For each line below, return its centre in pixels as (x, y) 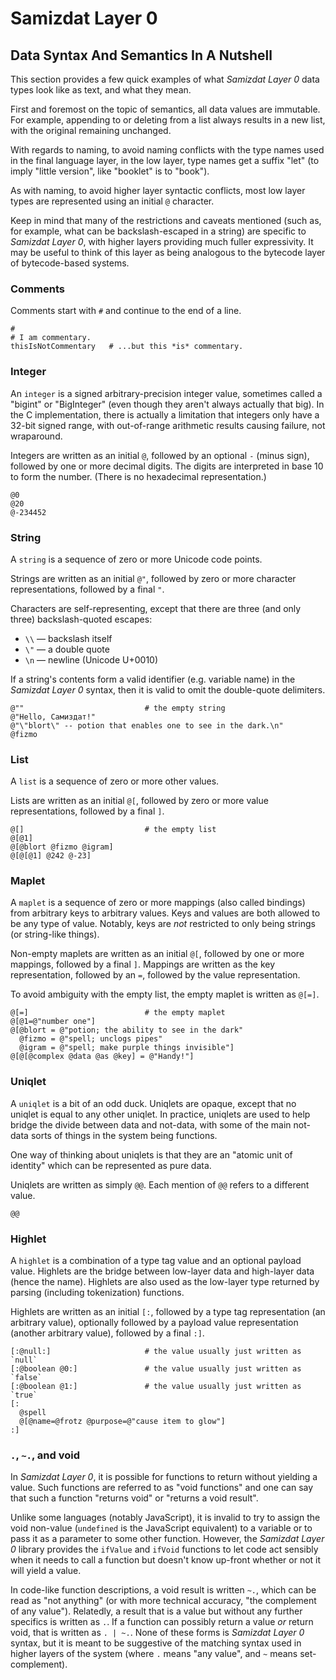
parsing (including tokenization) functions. (97, 1293)
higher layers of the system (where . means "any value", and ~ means (154, 1654)
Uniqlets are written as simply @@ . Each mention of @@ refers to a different (160, 1184)
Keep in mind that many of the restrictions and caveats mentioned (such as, (166, 220)
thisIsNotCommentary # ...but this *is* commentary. (127, 347)
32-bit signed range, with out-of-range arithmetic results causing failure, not (168, 425)
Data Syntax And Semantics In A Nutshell (141, 55)
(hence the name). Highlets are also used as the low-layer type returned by (165, 1282)
